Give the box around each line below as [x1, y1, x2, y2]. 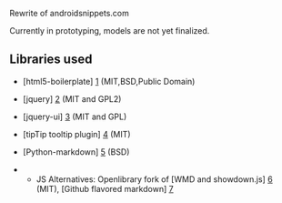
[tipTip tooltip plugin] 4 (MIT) [22, 128, 131, 139]
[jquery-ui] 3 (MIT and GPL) [22, 111, 127, 122]
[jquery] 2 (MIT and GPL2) [22, 93, 122, 104]
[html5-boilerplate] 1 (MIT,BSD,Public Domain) [22, 76, 196, 86]
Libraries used [9, 52, 93, 67]
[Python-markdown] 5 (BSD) [22, 146, 130, 157]
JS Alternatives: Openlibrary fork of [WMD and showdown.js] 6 [35, 173, 273, 185]
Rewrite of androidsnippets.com [9, 8, 130, 18]
